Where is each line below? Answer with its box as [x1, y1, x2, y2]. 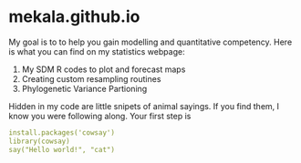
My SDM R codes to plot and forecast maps [21, 64, 186, 75]
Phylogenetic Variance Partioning [21, 83, 148, 94]
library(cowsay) [8, 137, 70, 146]
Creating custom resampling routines [21, 73, 161, 84]
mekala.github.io [8, 6, 140, 27]
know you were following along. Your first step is [8, 110, 192, 121]
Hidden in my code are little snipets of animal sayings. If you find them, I [8, 100, 280, 111]
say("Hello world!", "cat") [8, 145, 116, 154]
